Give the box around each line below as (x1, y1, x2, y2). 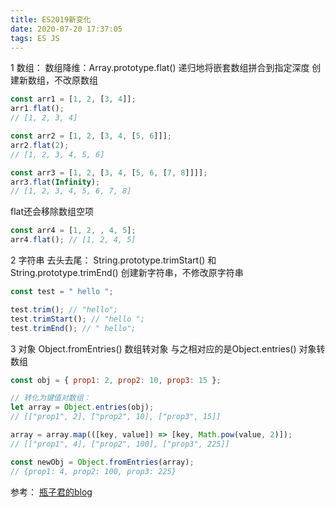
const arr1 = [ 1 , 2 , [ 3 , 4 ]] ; (10, 94, 137, 105)
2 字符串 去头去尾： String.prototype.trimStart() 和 (10, 254, 217, 266)
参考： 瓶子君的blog (10, 486, 93, 498)
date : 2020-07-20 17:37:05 (10, 24, 123, 34)
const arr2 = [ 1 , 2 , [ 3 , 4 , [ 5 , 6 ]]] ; (10, 131, 172, 141)
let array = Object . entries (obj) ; (10, 402, 155, 413)
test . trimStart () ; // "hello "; (10, 314, 145, 324)
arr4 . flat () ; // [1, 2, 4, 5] (10, 235, 137, 245)
